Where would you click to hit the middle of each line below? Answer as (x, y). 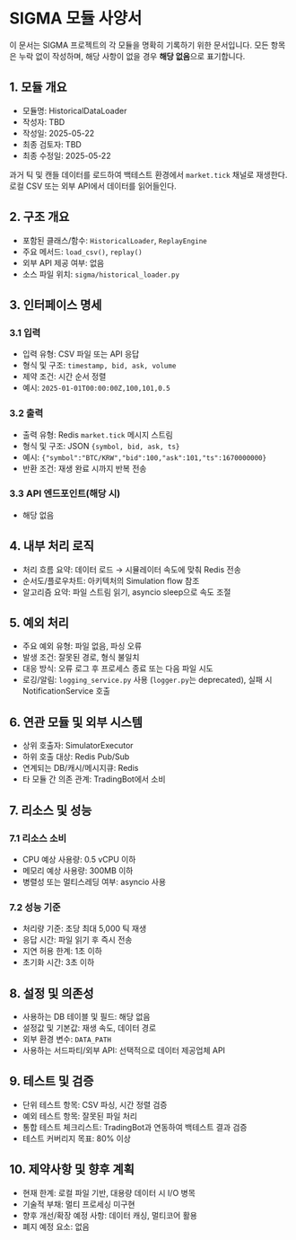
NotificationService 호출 (66, 691)
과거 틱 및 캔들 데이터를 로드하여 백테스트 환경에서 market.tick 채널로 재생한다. (148, 174)
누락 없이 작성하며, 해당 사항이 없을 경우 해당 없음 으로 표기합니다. (132, 56)
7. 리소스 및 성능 (51, 810)
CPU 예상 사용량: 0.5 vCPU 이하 (79, 859)
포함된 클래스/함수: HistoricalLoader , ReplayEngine (115, 240)
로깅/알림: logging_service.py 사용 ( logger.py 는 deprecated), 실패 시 (147, 680)
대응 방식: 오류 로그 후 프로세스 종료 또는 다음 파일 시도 (118, 669)
